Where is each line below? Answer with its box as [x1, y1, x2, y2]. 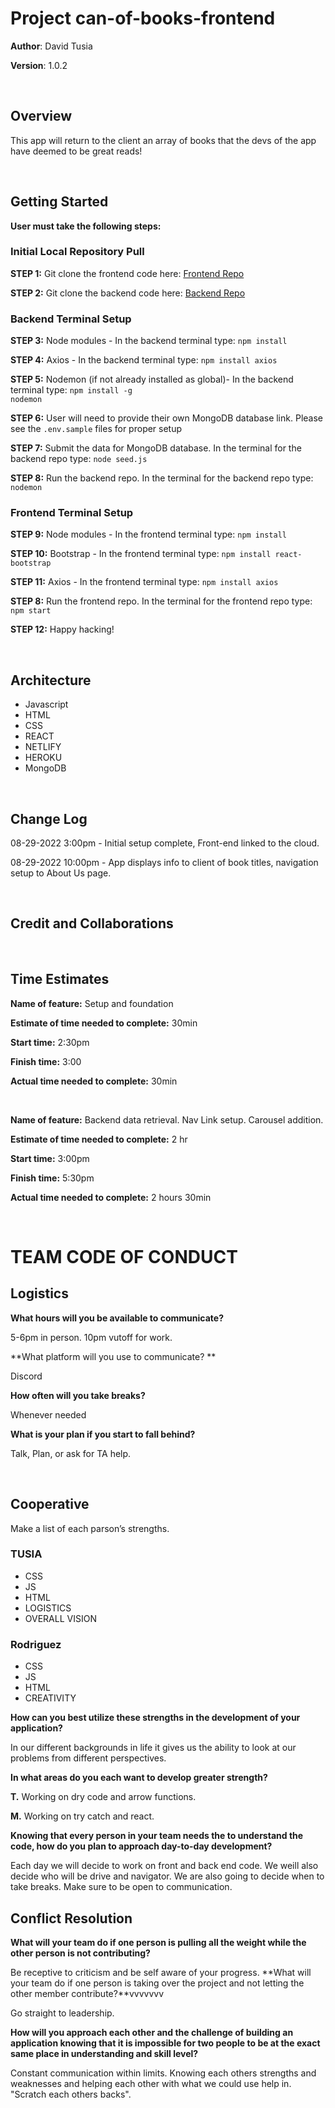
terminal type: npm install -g [10, 384, 133, 396]
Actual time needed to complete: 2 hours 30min [10, 1191, 212, 1203]
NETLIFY [24, 741, 62, 753]
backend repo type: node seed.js [10, 453, 148, 465]
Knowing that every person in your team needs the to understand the [10, 1830, 304, 1842]
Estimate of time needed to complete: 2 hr [10, 1133, 188, 1145]
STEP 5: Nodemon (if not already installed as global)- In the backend [10, 373, 294, 386]
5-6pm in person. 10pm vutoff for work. [10, 1331, 173, 1343]
